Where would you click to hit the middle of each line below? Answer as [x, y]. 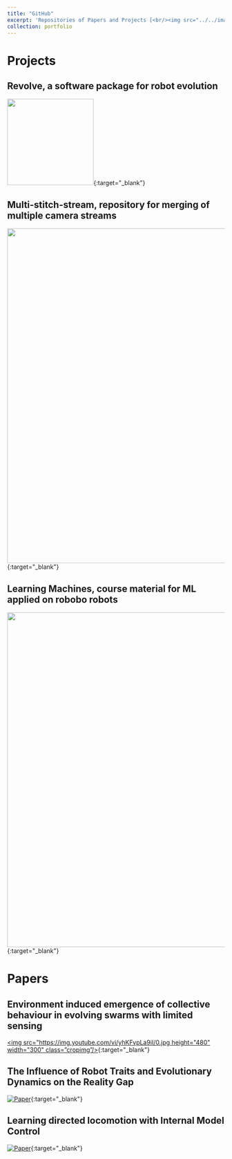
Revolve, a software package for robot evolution [113, 86]
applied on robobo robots [63, 600]
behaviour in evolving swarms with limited [100, 1015]
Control [23, 1132]
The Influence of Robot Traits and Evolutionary [109, 1072]
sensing [25, 1026]
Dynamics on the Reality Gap [71, 1082]
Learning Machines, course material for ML [102, 588]
